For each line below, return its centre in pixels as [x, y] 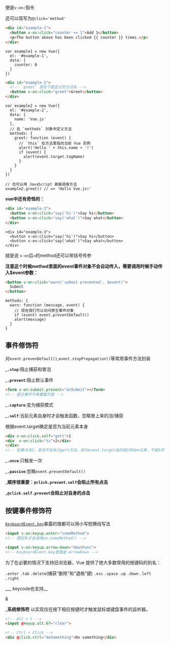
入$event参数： [22, 272]
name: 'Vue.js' [30, 119]
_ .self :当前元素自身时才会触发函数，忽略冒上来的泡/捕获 [65, 416]
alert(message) [30, 319]
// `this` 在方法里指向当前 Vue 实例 [55, 143]
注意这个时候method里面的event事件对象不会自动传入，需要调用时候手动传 [84, 266]
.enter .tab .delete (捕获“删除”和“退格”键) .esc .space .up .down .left [78, 573]
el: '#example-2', [29, 110]
